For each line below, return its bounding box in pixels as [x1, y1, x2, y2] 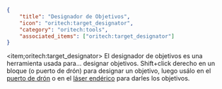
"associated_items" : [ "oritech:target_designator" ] [19, 32, 175, 40]
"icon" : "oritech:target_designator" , [19, 20, 134, 27]
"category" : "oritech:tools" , [19, 26, 109, 33]
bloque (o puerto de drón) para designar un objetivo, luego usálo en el [6, 67, 211, 75]
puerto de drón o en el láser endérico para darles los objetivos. [6, 74, 190, 83]
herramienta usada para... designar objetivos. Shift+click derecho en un [6, 60, 216, 68]
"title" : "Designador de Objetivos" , [19, 13, 131, 20]
